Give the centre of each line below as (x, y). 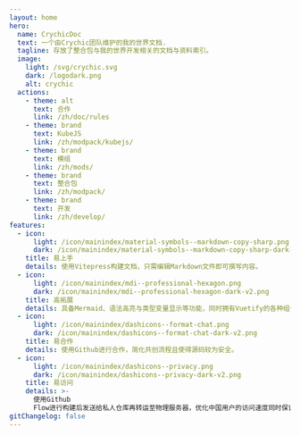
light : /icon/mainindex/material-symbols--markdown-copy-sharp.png (161, 242)
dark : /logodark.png (63, 76)
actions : (33, 92)
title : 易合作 (50, 341)
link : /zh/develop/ (69, 217)
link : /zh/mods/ (63, 167)
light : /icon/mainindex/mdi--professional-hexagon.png (137, 283)
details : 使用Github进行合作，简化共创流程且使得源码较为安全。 (132, 349)
